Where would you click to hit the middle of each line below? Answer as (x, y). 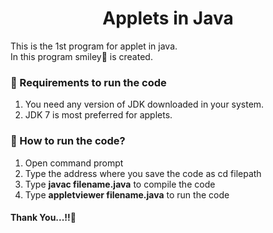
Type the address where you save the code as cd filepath (143, 173)
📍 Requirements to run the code (88, 82)
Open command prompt (74, 163)
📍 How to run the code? (68, 141)
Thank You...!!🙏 (43, 218)
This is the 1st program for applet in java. (94, 46)
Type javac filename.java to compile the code (120, 184)
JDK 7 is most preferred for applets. (98, 115)
